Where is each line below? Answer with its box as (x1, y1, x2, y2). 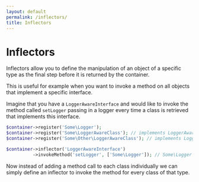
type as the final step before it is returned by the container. (6, 71, 150, 78)
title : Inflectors (6, 20, 52, 25)
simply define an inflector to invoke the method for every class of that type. (6, 168, 190, 175)
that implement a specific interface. (6, 89, 93, 96)
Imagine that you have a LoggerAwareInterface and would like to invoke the (6, 100, 188, 107)
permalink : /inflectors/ (6, 14, 68, 20)
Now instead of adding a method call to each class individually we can (6, 162, 178, 170)
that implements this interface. (6, 113, 81, 120)
